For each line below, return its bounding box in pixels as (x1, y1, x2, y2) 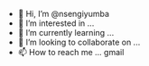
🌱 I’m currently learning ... (17, 28, 115, 37)
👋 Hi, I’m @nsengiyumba (17, 9, 110, 19)
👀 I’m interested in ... (17, 18, 95, 29)
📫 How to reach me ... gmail (17, 47, 125, 57)
